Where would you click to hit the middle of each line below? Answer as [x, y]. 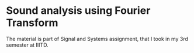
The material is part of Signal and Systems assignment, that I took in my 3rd [97, 39]
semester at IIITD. [27, 45]
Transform [32, 23]
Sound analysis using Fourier [78, 11]
